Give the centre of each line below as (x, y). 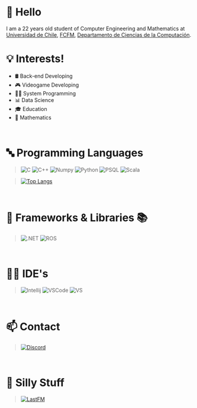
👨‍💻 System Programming (45, 93)
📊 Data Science (34, 100)
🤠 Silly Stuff (35, 383)
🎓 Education (31, 109)
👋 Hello (24, 12)
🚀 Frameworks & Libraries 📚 (77, 218)
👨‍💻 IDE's (27, 274)
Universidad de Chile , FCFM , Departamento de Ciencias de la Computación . (99, 34)
